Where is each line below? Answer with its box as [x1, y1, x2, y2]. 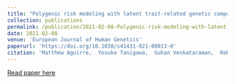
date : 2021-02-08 [7, 29, 58, 37]
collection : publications [7, 17, 83, 24]
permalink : [7, 23, 39, 30]
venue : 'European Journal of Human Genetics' [7, 36, 142, 43]
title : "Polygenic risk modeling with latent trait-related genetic [7, 10, 211, 17]
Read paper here [7, 68, 56, 77]
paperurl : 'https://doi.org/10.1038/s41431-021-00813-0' [7, 43, 177, 50]
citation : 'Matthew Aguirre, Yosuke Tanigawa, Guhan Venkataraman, [7, 50, 215, 57]
